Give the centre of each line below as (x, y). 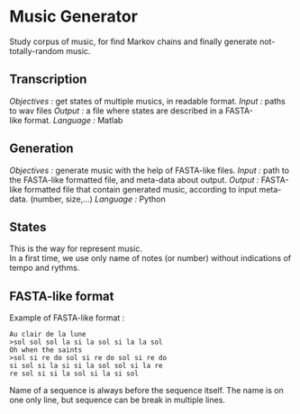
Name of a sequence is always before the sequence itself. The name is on (146, 391)
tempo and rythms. (45, 268)
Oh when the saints (46, 350)
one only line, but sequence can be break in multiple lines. (117, 400)
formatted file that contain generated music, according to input (141, 189)
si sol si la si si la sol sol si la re (86, 366)
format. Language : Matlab (73, 120)
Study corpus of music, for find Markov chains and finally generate (134, 41)
